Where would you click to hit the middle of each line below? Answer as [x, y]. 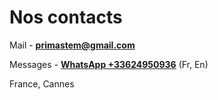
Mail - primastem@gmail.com [72, 45]
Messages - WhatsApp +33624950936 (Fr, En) [109, 64]
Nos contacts [66, 17]
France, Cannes [42, 83]
